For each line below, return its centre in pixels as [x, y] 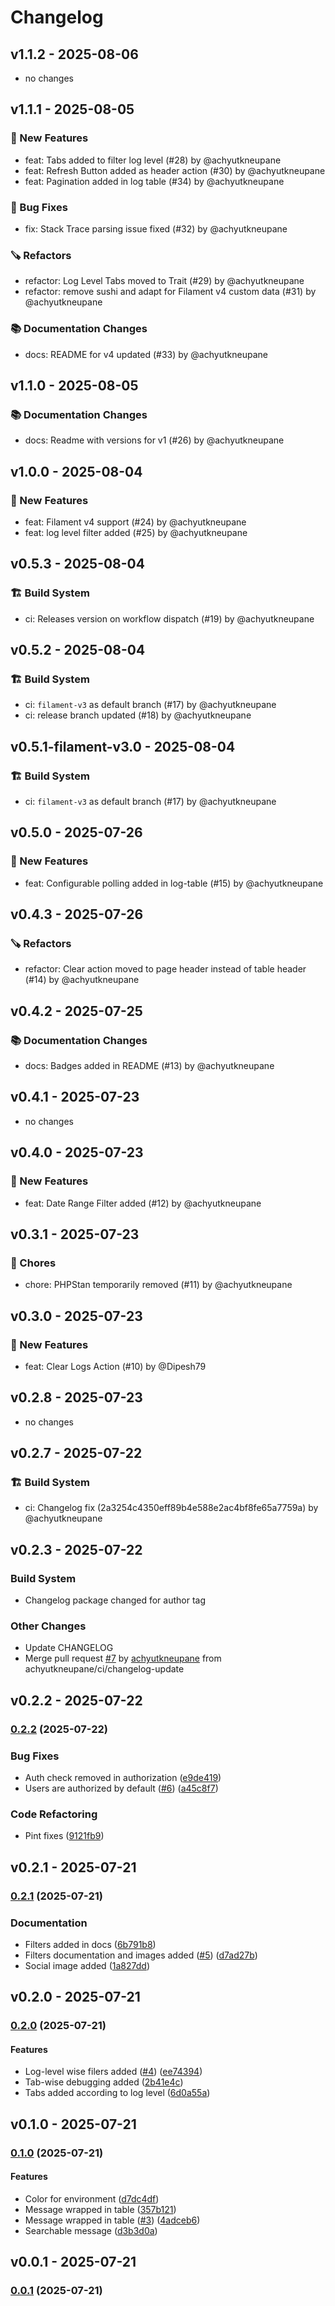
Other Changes [48, 1626]
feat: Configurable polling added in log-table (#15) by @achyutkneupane [174, 883]
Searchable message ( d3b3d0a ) [91, 2230]
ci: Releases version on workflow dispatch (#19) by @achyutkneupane [169, 618]
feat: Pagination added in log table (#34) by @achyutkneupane [154, 181]
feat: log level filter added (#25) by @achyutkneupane [136, 532]
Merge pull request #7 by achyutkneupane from [123, 1658]
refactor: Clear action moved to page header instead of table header [165, 969]
